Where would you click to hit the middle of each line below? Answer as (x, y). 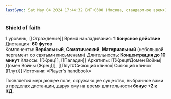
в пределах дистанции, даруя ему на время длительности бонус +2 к (81, 86)
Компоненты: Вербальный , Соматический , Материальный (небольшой (84, 49)
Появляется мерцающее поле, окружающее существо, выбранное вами (84, 80)
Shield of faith (23, 27)
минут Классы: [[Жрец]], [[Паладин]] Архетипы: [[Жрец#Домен (75, 60)
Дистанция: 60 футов (29, 44)
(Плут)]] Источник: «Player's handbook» (48, 71)
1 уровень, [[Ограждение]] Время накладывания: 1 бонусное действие (83, 38)
